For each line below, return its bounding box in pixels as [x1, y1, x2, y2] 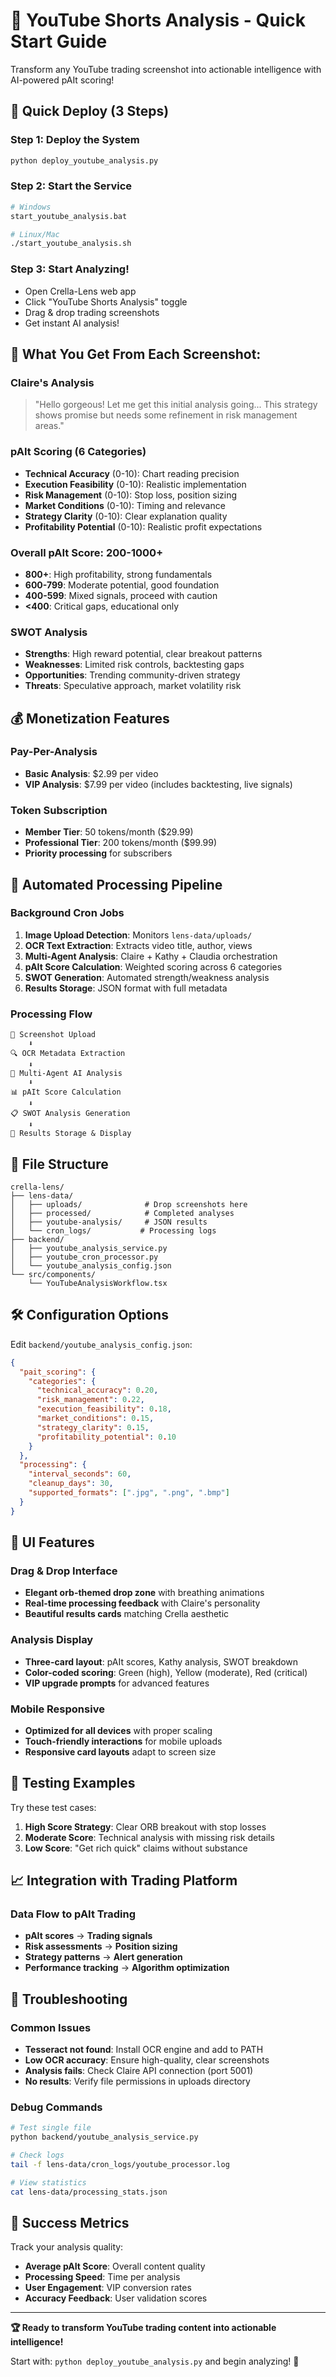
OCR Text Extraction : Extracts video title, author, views [24, 939, 253, 951]
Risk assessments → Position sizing [24, 1940, 178, 1953]
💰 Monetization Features [10, 710, 170, 727]
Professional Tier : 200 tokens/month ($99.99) [24, 837, 218, 849]
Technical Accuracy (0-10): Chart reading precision [24, 467, 240, 479]
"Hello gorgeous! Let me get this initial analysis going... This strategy [34, 399, 318, 411]
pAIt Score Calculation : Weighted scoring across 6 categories [24, 960, 283, 973]
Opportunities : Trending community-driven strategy [24, 669, 241, 681]
